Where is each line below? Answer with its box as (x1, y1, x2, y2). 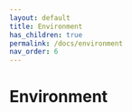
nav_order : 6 (9, 47, 59, 56)
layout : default (9, 13, 71, 23)
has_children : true (9, 30, 83, 39)
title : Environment (9, 22, 83, 31)
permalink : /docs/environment (9, 38, 124, 48)
